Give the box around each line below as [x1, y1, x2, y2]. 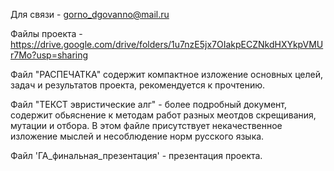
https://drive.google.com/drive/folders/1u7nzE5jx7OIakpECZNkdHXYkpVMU [10, 39, 324, 50]
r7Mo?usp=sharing [10, 49, 89, 61]
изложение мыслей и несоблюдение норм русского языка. [10, 130, 265, 142]
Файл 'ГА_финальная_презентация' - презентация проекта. [10, 150, 263, 161]
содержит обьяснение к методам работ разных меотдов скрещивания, [10, 109, 317, 121]
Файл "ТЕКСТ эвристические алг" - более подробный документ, [10, 99, 288, 110]
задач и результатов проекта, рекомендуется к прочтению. [10, 79, 266, 91]
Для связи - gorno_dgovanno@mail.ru [10, 9, 170, 20]
